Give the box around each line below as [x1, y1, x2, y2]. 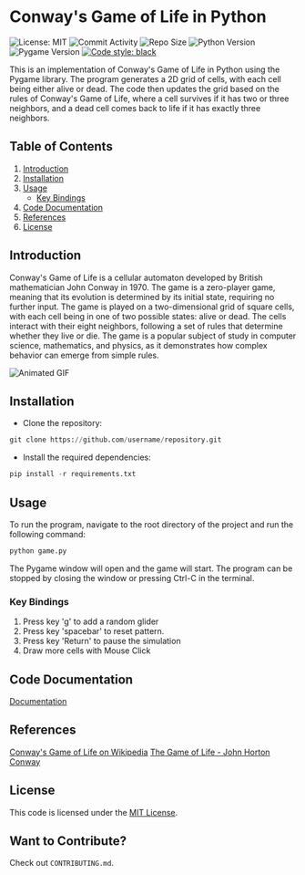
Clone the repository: [22, 418, 103, 429]
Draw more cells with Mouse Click [22, 645, 151, 656]
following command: [9, 528, 86, 539]
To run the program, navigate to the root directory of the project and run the [9, 518, 294, 530]
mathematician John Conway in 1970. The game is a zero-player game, [9, 281, 276, 293]
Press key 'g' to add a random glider [22, 616, 159, 627]
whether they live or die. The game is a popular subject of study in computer [9, 330, 297, 341]
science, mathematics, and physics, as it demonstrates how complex [9, 339, 268, 350]
